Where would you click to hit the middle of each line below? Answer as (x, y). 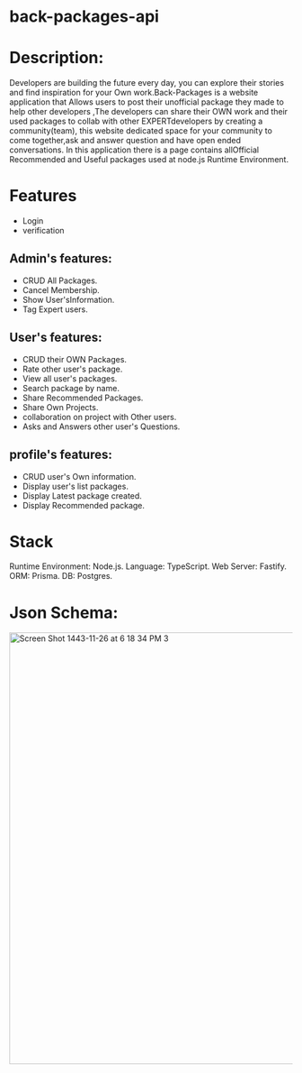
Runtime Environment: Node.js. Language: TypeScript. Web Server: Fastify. (148, 566)
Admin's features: (61, 259)
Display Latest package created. (82, 495)
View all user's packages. (70, 378)
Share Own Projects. (60, 407)
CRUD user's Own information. (79, 476)
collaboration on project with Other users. (99, 417)
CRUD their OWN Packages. (75, 359)
